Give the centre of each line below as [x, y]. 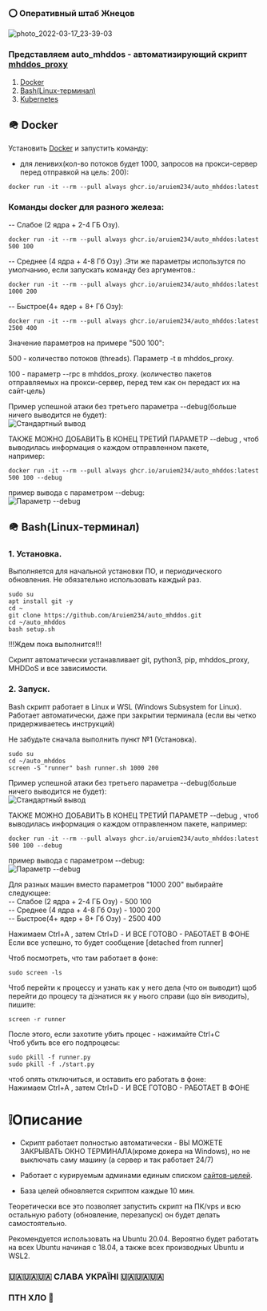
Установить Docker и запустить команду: [78, 148]
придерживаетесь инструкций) [62, 723]
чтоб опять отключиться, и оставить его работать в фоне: [107, 1079]
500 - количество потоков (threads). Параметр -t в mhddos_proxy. [121, 358]
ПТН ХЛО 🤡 [31, 1298]
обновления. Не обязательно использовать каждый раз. [105, 580]
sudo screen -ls [35, 972]
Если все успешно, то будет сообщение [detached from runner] [116, 942]
